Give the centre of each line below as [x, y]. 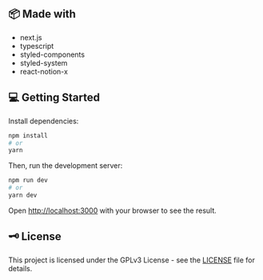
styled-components [52, 54]
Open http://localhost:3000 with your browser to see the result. [113, 210]
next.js [31, 37]
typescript [37, 46]
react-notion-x [44, 71]
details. [20, 268]
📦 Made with [42, 14]
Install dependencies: [44, 121]
